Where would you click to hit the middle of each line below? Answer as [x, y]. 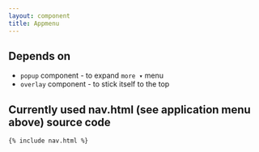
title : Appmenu [34, 23]
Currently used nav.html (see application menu [129, 110]
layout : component [39, 16]
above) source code [59, 122]
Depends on [40, 56]
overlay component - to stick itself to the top [95, 84]
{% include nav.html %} [49, 141]
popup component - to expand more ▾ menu [92, 76]
